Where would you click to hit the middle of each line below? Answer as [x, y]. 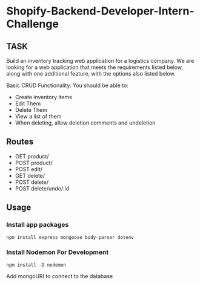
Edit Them [28, 103]
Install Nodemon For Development [58, 252]
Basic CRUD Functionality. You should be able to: [67, 85]
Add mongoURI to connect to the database [60, 276]
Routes [20, 142]
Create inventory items [44, 97]
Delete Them [31, 110]
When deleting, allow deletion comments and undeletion [85, 123]
